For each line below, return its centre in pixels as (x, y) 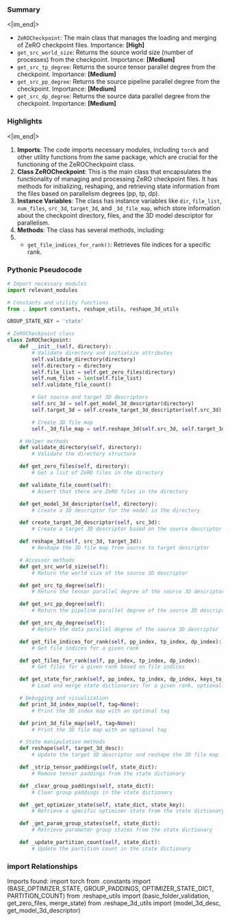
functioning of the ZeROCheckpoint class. (76, 164)
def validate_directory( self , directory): (81, 448)
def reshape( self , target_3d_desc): (72, 749)
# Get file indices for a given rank (85, 648)
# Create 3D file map (63, 422)
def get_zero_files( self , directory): (75, 466)
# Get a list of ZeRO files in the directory (98, 473)
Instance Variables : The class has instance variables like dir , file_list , (119, 201)
